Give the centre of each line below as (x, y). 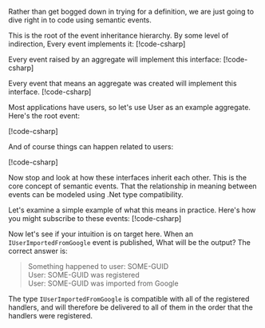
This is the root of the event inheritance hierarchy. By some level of (119, 36)
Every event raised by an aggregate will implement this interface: (115, 59)
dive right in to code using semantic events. (80, 20)
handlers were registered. (51, 316)
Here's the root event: (44, 116)
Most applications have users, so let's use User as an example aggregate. (130, 107)
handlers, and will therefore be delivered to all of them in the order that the (131, 307)
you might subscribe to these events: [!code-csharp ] (95, 218)
